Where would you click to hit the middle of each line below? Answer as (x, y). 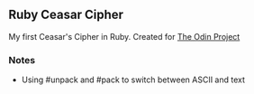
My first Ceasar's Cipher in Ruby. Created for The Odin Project (124, 36)
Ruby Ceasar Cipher (66, 15)
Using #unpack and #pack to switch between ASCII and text (133, 80)
